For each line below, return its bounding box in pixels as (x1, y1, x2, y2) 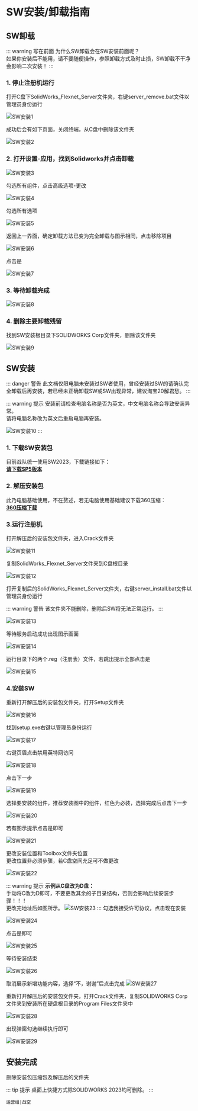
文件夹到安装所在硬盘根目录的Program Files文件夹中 (6, 1000, 133, 1007)
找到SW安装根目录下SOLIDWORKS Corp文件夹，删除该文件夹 (6, 332, 156, 339)
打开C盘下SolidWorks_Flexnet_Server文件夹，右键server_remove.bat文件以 (6, 93, 190, 101)
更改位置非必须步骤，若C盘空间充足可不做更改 (6, 857, 119, 865)
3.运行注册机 (6, 520, 43, 528)
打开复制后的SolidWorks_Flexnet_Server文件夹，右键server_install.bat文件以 (6, 585, 192, 592)
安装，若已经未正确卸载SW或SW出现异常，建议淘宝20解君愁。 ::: (31, 387, 191, 394)
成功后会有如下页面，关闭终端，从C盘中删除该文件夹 (6, 126, 135, 133)
